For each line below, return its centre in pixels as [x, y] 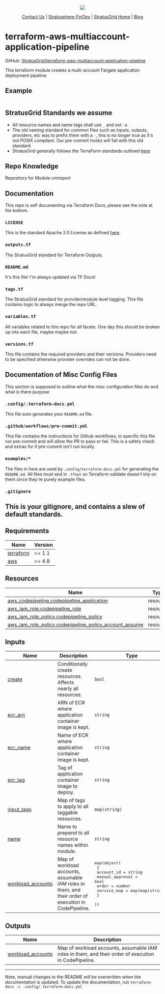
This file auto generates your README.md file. [49, 414]
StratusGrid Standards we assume [59, 113]
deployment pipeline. [26, 75]
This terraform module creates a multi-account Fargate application [72, 70]
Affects [66, 683]
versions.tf [19, 344]
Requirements [27, 531]
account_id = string [120, 872]
